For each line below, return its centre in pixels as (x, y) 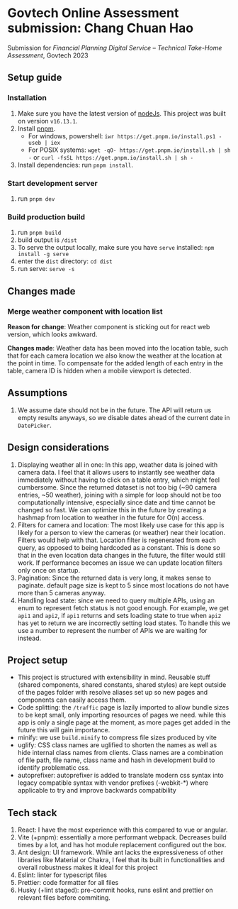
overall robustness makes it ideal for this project (87, 868)
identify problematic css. (54, 768)
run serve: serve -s (46, 269)
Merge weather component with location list (85, 312)
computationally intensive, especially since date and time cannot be (117, 502)
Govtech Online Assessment (93, 13)
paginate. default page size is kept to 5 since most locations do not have (123, 585)
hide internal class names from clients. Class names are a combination (120, 753)
